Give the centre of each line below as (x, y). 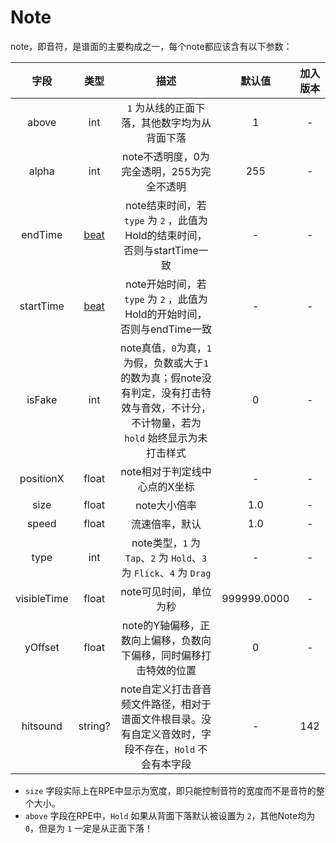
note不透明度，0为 (166, 156)
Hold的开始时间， (166, 314)
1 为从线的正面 (161, 108)
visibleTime (42, 598)
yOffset (42, 647)
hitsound (42, 726)
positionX (42, 478)
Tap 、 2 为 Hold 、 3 (166, 558)
